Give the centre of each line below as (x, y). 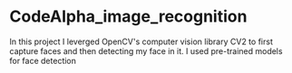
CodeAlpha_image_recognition (128, 17)
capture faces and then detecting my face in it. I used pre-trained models (146, 50)
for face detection (43, 60)
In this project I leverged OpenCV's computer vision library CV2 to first (141, 41)
